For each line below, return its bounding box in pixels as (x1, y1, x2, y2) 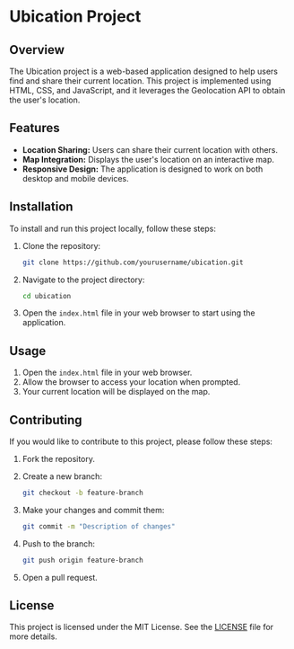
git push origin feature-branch (22, 556, 143, 565)
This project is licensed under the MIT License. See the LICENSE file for (9, 622, 274, 633)
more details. (9, 631, 58, 642)
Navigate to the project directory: (22, 274, 145, 285)
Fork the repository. (22, 454, 96, 464)
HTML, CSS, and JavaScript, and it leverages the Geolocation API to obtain (9, 85, 286, 95)
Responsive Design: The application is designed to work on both (22, 164, 264, 174)
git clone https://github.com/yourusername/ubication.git (22, 258, 244, 267)
